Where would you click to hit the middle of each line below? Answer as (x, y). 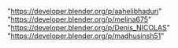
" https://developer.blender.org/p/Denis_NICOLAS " (89, 27)
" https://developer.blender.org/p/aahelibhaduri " (85, 11)
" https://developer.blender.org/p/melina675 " (80, 19)
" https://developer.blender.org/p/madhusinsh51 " (86, 36)
